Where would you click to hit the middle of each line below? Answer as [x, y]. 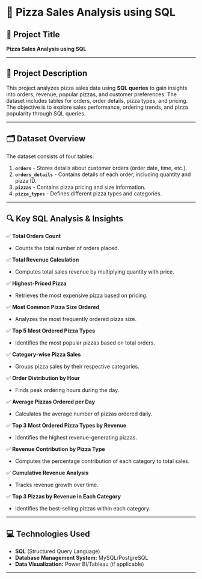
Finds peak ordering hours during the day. [67, 390]
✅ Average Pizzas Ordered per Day [50, 402]
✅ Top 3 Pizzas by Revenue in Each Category [64, 497]
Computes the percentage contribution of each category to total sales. [102, 461]
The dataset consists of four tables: [50, 156]
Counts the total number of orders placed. [67, 248]
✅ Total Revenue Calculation [43, 260]
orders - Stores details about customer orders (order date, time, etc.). [101, 168]
